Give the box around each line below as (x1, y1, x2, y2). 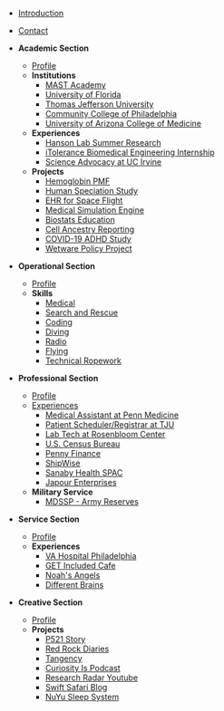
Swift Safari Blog (44, 682, 108, 692)
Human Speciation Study (44, 186, 139, 196)
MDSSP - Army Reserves (44, 496, 139, 506)
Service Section (17, 514, 80, 524)
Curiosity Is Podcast (44, 663, 121, 673)
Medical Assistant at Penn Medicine (44, 409, 180, 420)
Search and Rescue (44, 307, 119, 318)
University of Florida (44, 90, 122, 100)
